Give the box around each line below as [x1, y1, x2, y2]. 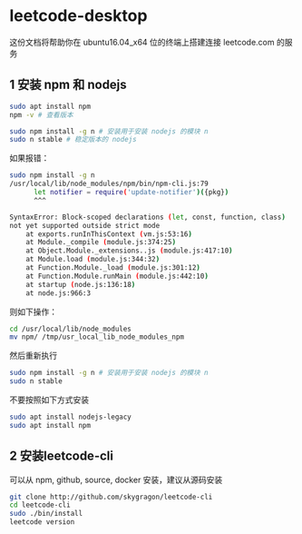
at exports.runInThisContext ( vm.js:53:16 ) [25, 229, 193, 239]
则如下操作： [9, 306, 57, 317]
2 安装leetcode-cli [9, 449, 113, 464]
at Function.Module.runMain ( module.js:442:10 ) [25, 272, 209, 281]
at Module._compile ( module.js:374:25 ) [25, 238, 177, 247]
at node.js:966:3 [25, 288, 92, 298]
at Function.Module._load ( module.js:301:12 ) [25, 263, 201, 272]
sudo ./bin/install [9, 509, 83, 519]
